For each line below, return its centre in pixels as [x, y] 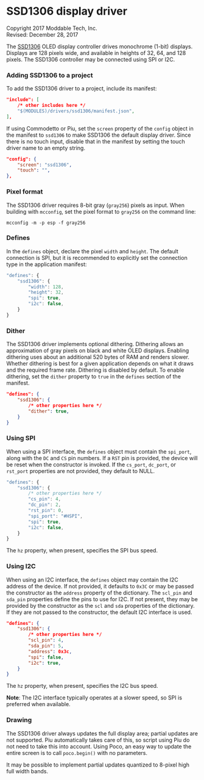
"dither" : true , [49, 411]
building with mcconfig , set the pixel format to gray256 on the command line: [101, 211]
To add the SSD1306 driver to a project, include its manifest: [82, 88]
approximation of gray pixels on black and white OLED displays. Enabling [98, 351]
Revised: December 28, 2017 [42, 34]
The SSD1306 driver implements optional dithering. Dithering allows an [95, 344]
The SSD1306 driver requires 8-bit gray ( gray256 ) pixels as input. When [95, 205]
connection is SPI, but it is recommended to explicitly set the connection [97, 258]
